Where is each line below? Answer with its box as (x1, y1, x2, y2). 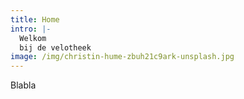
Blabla (10, 79, 37, 91)
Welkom (19, 33, 47, 43)
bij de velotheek (19, 42, 92, 53)
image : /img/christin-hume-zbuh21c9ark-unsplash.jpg (10, 52, 235, 62)
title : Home (10, 14, 60, 25)
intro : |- (10, 24, 52, 34)
